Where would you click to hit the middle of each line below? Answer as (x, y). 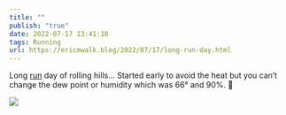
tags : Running (35, 42)
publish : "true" (39, 26)
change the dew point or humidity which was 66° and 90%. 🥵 (121, 85)
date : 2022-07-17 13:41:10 (59, 34)
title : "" (27, 17)
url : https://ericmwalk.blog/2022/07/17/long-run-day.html (120, 50)
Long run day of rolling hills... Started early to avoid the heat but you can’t (143, 75)
